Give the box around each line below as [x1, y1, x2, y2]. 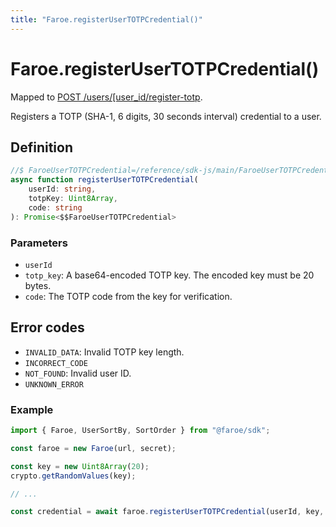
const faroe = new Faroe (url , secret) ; [10, 443, 177, 453]
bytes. [24, 279, 52, 291]
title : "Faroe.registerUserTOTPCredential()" [10, 14, 203, 25]
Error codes [10, 319, 85, 336]
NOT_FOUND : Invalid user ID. [24, 367, 132, 379]
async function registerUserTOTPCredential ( [10, 175, 199, 185]
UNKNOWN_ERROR [24, 379, 84, 390]
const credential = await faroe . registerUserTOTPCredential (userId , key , [10, 507, 325, 517]
